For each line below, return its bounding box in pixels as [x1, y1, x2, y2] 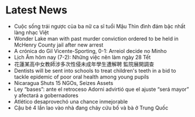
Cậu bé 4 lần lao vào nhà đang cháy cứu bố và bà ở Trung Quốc [13, 104, 169, 111]
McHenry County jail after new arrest [13, 41, 104, 48]
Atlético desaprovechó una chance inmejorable [13, 98, 128, 105]
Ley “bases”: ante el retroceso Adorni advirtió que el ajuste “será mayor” [13, 86, 189, 93]
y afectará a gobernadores [13, 91, 78, 99]
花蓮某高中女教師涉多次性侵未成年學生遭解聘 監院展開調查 [13, 61, 155, 68]
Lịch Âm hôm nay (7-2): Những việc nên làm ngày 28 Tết [13, 54, 151, 61]
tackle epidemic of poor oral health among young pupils [13, 73, 149, 80]
